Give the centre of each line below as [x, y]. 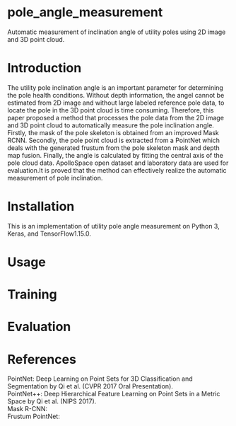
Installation [41, 207]
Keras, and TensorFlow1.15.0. [49, 234]
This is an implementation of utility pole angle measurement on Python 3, [114, 226]
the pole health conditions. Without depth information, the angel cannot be [116, 95]
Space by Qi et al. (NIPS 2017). [52, 401]
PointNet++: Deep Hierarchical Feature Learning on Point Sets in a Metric [114, 394]
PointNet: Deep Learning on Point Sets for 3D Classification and [100, 379]
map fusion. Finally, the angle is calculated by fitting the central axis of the [116, 155]
